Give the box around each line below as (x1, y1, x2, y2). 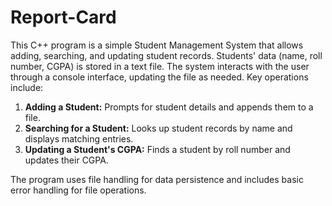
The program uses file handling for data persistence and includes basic (10, 173, 304, 185)
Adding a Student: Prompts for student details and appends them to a (24, 101, 314, 113)
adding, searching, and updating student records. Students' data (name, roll (10, 49, 323, 61)
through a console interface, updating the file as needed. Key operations (10, 71, 309, 83)
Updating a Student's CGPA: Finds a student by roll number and (24, 143, 291, 155)
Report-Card (10, 6, 117, 29)
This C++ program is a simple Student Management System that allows (10, 39, 304, 51)
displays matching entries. (24, 132, 134, 145)
